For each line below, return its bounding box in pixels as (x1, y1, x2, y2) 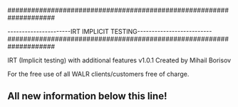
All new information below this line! (7, 90, 167, 102)
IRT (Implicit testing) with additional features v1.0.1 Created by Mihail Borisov (7, 56, 232, 64)
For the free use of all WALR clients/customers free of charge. (7, 70, 190, 78)
